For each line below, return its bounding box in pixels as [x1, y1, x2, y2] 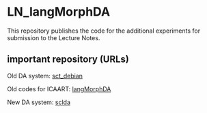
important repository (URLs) [7, 54, 130, 65]
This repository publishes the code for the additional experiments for [7, 27, 200, 35]
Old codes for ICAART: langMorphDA [7, 84, 111, 93]
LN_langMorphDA [7, 4, 111, 20]
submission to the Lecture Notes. [7, 33, 100, 42]
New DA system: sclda [7, 98, 70, 106]
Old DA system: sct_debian [7, 71, 83, 80]
